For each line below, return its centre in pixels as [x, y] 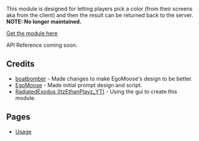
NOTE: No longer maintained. [44, 21]
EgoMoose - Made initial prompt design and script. [79, 85]
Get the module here [32, 33]
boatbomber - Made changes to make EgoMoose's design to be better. [104, 79]
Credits [21, 64]
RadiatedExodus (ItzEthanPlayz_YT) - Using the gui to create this [96, 91]
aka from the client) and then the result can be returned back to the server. [100, 15]
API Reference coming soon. [42, 45]
